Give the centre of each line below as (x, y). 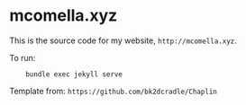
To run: (23, 57)
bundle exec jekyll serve (74, 74)
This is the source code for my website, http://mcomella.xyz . (123, 40)
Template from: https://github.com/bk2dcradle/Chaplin (114, 91)
